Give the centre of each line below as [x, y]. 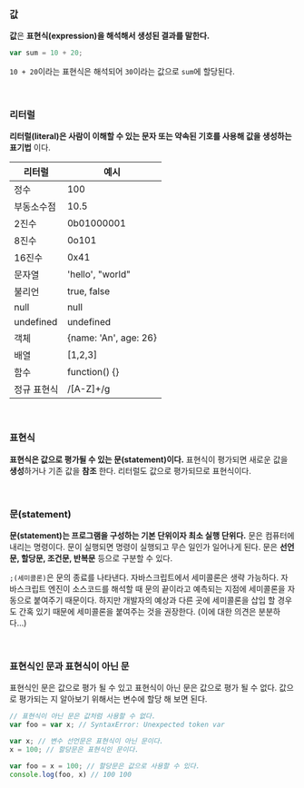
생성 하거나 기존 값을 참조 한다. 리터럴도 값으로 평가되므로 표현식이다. [130, 470]
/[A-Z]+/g [88, 389]
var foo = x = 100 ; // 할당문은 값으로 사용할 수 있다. [105, 766]
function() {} [93, 372]
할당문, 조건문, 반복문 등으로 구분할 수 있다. [97, 558]
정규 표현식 [36, 389]
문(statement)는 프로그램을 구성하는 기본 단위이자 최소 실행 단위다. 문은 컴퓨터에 [152, 536]
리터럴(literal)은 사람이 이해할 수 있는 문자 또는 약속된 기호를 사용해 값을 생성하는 [151, 136]
